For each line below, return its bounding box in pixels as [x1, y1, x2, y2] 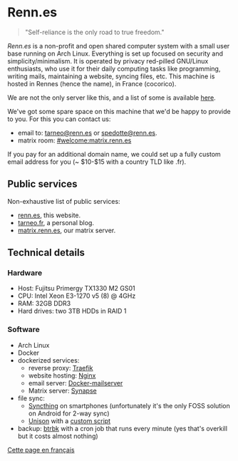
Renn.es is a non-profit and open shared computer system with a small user [7, 41, 230, 50]
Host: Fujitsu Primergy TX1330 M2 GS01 [17, 284, 135, 293]
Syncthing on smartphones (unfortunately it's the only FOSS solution [28, 401, 230, 410]
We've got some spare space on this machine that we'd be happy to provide [7, 107, 231, 115]
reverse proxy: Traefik [28, 363, 94, 372]
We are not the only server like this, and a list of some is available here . [7, 93, 216, 102]
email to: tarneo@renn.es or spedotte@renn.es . [17, 128, 158, 137]
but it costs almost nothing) [17, 432, 98, 440]
